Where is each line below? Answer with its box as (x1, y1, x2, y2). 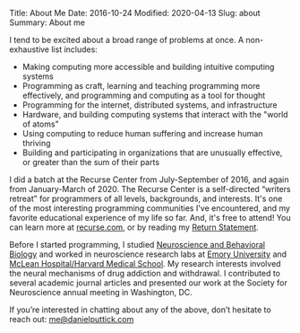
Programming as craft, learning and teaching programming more (21, 81, 261, 91)
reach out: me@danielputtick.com (9, 314, 134, 324)
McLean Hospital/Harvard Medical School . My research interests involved (9, 259, 281, 268)
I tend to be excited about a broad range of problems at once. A (9, 35, 244, 45)
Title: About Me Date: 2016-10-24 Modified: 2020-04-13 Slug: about (9, 8, 261, 18)
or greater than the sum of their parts (21, 157, 159, 167)
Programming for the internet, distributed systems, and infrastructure (21, 100, 278, 110)
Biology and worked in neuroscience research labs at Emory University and (9, 249, 287, 259)
